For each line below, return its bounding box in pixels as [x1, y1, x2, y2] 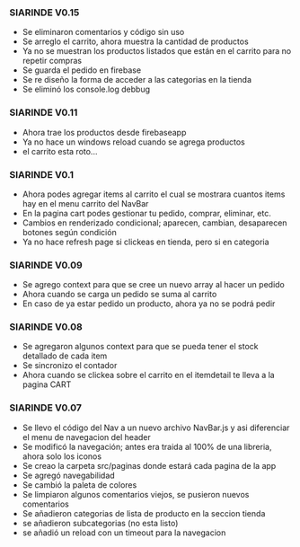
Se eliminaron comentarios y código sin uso [22, 27, 185, 38]
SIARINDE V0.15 [9, 6, 80, 19]
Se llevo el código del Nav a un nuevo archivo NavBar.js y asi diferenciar [22, 422, 290, 433]
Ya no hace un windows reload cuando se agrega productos [22, 137, 245, 147]
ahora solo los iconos [22, 451, 101, 462]
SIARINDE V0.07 [9, 401, 83, 414]
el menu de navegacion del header [22, 431, 151, 442]
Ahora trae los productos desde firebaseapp [22, 127, 187, 137]
